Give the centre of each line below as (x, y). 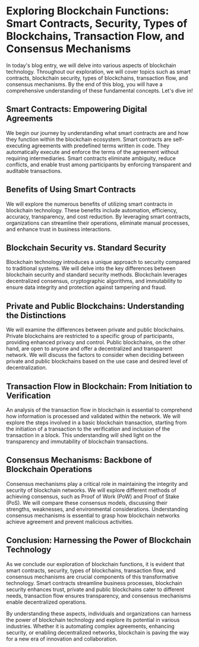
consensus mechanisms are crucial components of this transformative (92, 577)
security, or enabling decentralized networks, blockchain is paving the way (98, 632)
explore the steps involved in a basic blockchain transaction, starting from (97, 423)
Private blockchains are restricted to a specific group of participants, (90, 336)
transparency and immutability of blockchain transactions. (77, 442)
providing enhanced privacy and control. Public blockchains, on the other (96, 343)
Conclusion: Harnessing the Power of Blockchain (99, 540)
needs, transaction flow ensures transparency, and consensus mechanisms (99, 595)
